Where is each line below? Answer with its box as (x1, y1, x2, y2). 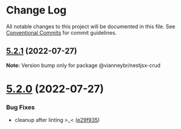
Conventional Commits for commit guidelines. (6, 29, 117, 36)
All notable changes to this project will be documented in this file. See (6, 23, 176, 30)
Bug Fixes (6, 103, 35, 111)
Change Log (6, 4, 67, 17)
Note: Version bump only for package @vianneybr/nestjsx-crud (6, 62, 161, 69)
